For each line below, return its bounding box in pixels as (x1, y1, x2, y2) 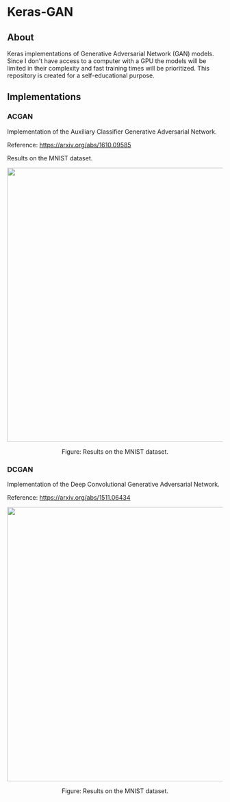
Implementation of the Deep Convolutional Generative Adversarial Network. (7, 480, 220, 488)
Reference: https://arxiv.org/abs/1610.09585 (7, 141, 131, 149)
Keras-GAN (7, 4, 74, 20)
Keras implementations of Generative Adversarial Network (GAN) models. (7, 49, 214, 58)
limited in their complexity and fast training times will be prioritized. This (7, 64, 210, 72)
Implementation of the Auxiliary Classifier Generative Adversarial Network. (7, 127, 217, 136)
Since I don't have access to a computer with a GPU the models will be (7, 57, 207, 65)
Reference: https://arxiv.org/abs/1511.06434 (7, 493, 131, 501)
